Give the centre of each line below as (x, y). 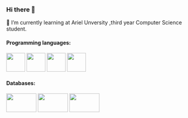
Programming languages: (38, 43)
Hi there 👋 (21, 10)
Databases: (21, 83)
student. (17, 29)
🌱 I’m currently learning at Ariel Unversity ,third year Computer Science (94, 23)
